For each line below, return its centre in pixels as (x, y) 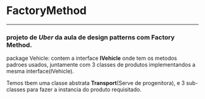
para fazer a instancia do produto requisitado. (84, 90)
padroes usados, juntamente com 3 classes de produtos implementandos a (101, 65)
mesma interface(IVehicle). (40, 71)
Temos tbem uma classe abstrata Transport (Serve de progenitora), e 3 (95, 83)
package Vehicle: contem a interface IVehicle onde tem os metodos (92, 58)
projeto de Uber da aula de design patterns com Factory (91, 37)
